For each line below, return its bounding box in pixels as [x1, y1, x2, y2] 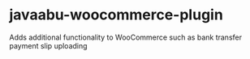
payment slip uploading [9, 40, 88, 50]
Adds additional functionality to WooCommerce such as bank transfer [9, 32, 243, 42]
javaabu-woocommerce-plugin [9, 6, 224, 24]
